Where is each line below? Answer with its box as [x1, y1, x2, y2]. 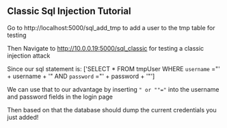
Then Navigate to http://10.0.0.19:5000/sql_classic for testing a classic [7, 44, 204, 52]
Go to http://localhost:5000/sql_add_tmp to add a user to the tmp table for [7, 23, 215, 31]
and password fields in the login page [7, 92, 113, 101]
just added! [7, 113, 39, 121]
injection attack [7, 51, 51, 60]
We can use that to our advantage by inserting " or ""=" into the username [7, 85, 219, 93]
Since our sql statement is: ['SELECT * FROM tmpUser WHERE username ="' [7, 64, 220, 73]
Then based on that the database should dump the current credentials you [7, 105, 217, 114]
